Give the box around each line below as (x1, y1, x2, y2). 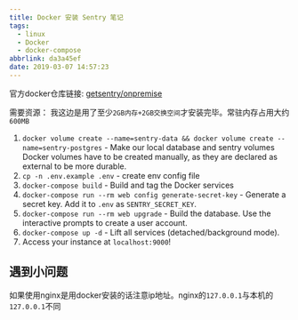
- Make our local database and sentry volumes (103, 141, 276, 152)
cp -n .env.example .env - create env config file (21, 170, 200, 180)
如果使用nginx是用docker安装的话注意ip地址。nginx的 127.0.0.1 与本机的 (9, 290, 274, 300)
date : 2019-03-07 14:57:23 (9, 63, 109, 72)
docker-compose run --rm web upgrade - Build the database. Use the (21, 208, 271, 219)
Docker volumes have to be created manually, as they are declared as (21, 151, 278, 162)
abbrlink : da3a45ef (9, 54, 82, 63)
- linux (17, 29, 46, 38)
